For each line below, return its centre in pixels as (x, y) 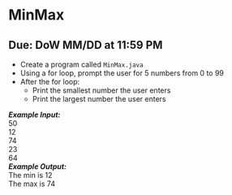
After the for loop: (50, 82)
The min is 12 (30, 175)
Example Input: (34, 115)
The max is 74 (32, 184)
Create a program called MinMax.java (82, 64)
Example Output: (38, 167)
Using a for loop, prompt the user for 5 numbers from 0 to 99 (122, 73)
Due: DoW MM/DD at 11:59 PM (86, 45)
